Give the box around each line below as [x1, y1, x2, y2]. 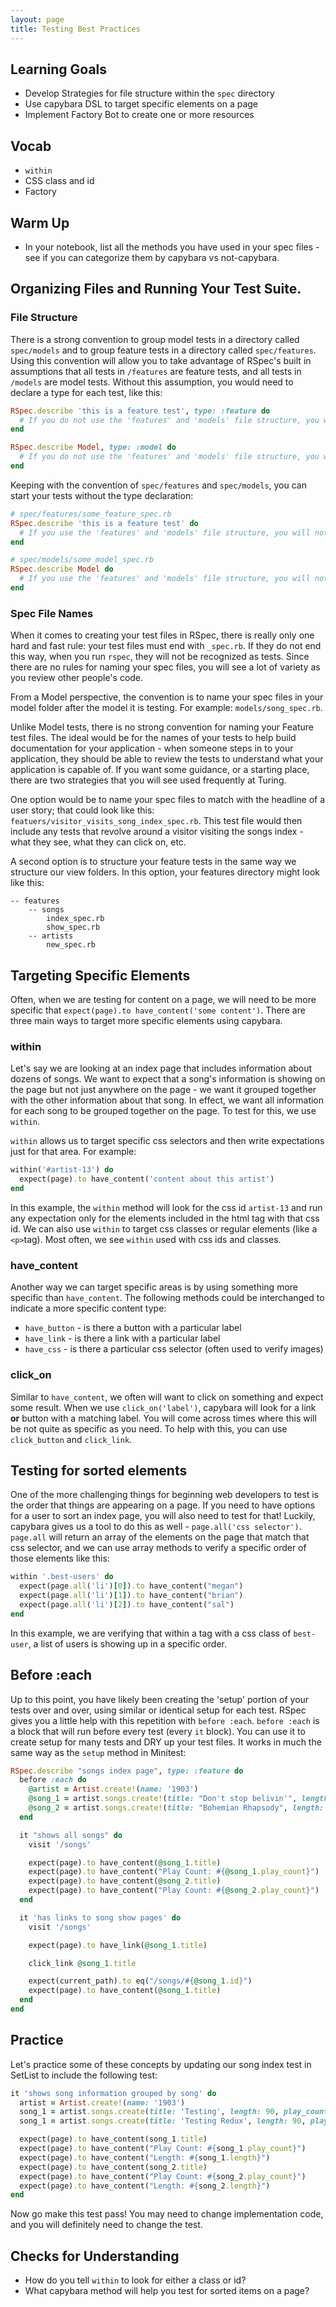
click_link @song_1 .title [28, 1958, 137, 1968]
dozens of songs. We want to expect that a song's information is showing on [10, 1073, 326, 1085]
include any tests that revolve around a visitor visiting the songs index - [10, 826, 304, 838]
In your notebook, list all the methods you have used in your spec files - [24, 241, 320, 253]
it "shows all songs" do [19, 1830, 123, 1840]
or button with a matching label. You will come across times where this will [10, 1412, 317, 1424]
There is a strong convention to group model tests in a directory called [10, 333, 300, 345]
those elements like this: [10, 1552, 110, 1565]
